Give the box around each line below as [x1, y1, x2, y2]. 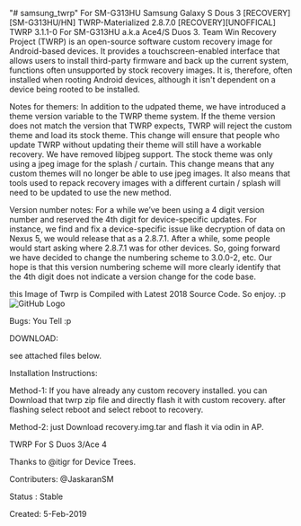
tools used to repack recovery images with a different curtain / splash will [9, 178, 281, 188]
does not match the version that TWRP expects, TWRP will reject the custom [9, 120, 293, 131]
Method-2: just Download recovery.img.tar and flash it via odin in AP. [9, 422, 264, 432]
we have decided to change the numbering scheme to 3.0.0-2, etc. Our [9, 252, 272, 263]
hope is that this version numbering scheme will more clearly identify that [9, 262, 281, 272]
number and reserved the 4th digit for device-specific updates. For [9, 215, 258, 224]
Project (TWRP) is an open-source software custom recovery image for [9, 36, 273, 47]
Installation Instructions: [9, 368, 98, 378]
